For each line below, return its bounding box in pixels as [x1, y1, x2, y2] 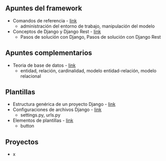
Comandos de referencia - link [12, 17, 77, 23]
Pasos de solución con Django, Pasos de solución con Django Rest [20, 34, 161, 40]
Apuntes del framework [5, 4, 82, 13]
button [20, 123, 35, 129]
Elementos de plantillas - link [12, 117, 74, 124]
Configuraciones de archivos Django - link [12, 106, 102, 113]
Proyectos [5, 138, 39, 146]
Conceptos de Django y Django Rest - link [12, 28, 101, 35]
